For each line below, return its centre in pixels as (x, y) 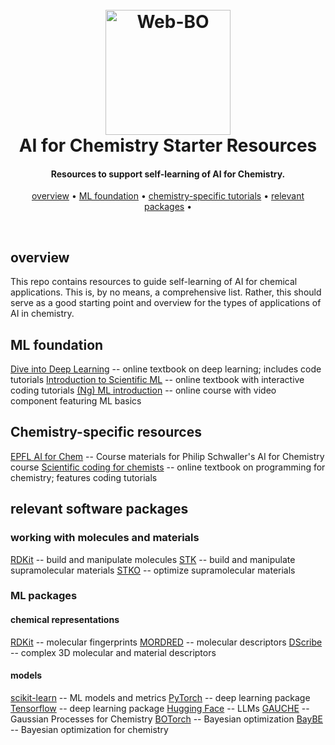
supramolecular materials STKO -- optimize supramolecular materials (153, 570)
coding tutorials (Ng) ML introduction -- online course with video (143, 390)
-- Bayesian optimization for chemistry (89, 729)
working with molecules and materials (105, 538)
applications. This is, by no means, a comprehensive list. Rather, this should (166, 292)
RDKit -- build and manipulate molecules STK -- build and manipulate (153, 559)
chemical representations (65, 620)
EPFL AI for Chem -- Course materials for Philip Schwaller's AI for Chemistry (167, 456)
